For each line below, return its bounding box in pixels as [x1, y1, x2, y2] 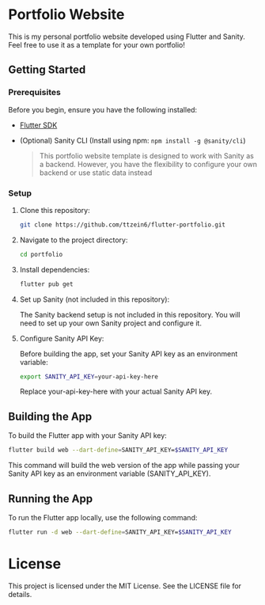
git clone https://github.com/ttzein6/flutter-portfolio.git [19, 220, 226, 229]
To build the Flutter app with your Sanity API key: [8, 431, 168, 440]
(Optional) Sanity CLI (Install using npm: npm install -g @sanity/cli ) [19, 135, 247, 145]
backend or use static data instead [39, 168, 153, 177]
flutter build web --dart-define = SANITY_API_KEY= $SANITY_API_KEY [8, 446, 228, 455]
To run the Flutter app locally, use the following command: [8, 512, 198, 522]
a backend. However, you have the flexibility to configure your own [39, 159, 258, 169]
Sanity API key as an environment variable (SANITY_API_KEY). [8, 469, 211, 478]
